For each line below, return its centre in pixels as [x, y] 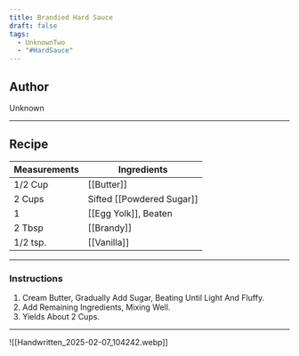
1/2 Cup [31, 184]
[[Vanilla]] [109, 242]
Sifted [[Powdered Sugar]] [143, 198]
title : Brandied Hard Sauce [61, 17]
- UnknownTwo [41, 42]
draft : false [33, 26]
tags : [19, 34]
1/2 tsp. [30, 242]
